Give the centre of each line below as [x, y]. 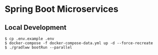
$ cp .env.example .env [30, 39]
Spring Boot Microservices [62, 9]
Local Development [36, 27]
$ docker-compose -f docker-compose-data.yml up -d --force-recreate [79, 43]
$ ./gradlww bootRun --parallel [38, 48]
